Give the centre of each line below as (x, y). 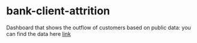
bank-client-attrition (58, 11)
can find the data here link (38, 33)
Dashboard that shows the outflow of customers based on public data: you (98, 27)
